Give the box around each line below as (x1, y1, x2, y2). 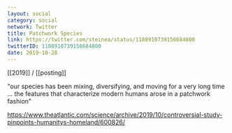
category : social (7, 17, 58, 24)
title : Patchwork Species (7, 29, 82, 37)
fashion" (7, 97, 32, 105)
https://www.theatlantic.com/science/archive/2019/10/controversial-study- (7, 110, 223, 119)
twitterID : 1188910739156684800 (7, 43, 101, 50)
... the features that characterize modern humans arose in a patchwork (7, 89, 211, 98)
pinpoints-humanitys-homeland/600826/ (7, 118, 126, 126)
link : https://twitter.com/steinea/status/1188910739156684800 (7, 36, 196, 43)
